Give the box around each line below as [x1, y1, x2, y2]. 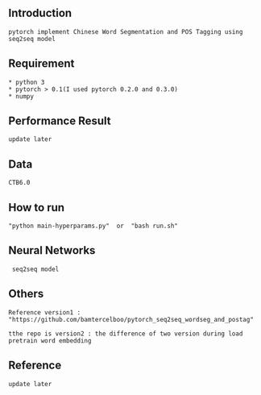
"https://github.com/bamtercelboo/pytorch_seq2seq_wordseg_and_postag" [8, 315, 254, 323]
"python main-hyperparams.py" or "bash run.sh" [8, 222, 179, 231]
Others [8, 287, 44, 301]
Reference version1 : [8, 308, 81, 317]
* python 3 [8, 78, 45, 86]
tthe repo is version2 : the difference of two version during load [8, 330, 243, 338]
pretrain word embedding [8, 336, 92, 345]
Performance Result [8, 114, 111, 128]
